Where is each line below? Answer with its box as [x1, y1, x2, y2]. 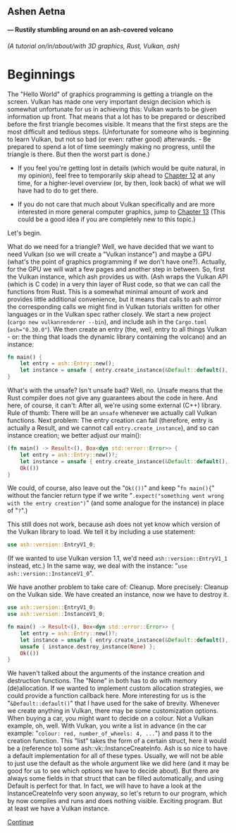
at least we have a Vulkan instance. [7, 804, 110, 812]
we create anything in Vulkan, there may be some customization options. [7, 706, 218, 715]
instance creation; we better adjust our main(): [7, 431, 142, 440]
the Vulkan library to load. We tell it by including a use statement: [7, 528, 196, 536]
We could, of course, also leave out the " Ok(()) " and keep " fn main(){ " [7, 484, 215, 492]
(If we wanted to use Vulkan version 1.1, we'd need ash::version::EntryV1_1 [7, 554, 228, 563]
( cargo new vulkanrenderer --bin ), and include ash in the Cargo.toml [7, 318, 208, 326]
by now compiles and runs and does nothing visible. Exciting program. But [7, 797, 223, 805]
